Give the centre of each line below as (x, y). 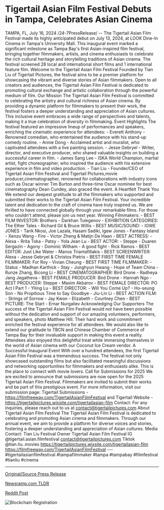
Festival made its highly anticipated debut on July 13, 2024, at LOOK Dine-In (82, 38)
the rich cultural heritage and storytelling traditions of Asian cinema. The (78, 59)
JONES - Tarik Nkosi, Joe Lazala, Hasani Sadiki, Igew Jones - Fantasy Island (82, 231)
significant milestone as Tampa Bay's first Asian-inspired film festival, (75, 49)
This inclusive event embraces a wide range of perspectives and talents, (78, 116)
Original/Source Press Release (36, 474)
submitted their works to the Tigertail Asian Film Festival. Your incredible (78, 199)
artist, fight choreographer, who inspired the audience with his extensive (78, 163)
